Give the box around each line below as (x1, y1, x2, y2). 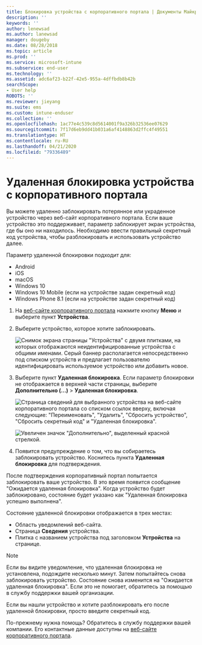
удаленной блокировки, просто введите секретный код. (6, 608, 151, 615)
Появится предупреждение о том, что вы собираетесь (14, 448, 156, 455)
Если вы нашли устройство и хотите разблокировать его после (6, 601, 170, 608)
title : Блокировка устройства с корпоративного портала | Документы (6, 8, 182, 15)
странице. (14, 541, 41, 548)
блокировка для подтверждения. (14, 460, 102, 468)
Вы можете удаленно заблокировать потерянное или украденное (6, 208, 176, 215)
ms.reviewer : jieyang (6, 98, 61, 104)
